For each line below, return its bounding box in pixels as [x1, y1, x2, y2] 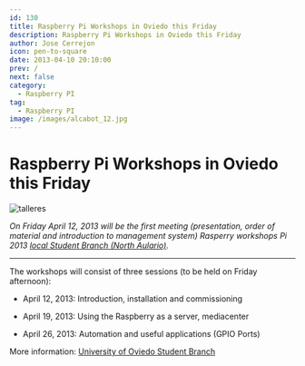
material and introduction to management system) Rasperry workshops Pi [9, 231, 288, 242]
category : [9, 81, 47, 90]
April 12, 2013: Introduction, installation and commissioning [22, 293, 243, 304]
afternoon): [9, 276, 52, 287]
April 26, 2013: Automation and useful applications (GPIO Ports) [22, 329, 261, 340]
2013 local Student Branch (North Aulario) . [9, 240, 170, 251]
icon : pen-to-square [9, 47, 88, 56]
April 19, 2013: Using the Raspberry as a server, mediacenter [22, 311, 250, 322]
